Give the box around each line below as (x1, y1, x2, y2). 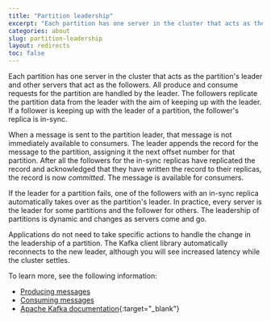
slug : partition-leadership (8, 34, 103, 43)
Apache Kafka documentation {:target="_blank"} (19, 304, 180, 313)
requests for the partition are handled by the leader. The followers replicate (8, 89, 258, 98)
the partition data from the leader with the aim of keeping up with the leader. (8, 98, 262, 106)
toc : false (8, 49, 45, 57)
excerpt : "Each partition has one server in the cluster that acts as (8, 19, 251, 27)
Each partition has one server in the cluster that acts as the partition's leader (8, 72, 263, 81)
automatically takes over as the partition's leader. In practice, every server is (8, 197, 262, 206)
